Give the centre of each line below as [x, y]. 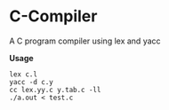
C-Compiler [53, 16]
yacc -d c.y [31, 82]
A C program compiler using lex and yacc [85, 41]
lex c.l [24, 74]
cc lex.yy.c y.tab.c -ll [55, 90]
